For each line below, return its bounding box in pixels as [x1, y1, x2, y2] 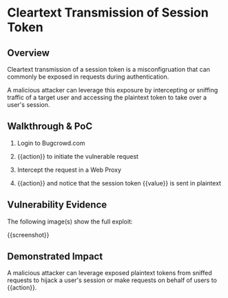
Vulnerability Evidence [7, 199, 107, 211]
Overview [7, 47, 50, 59]
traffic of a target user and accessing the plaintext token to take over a [7, 93, 207, 101]
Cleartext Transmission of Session [7, 5, 209, 21]
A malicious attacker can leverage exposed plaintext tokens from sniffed [7, 269, 212, 277]
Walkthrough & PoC [7, 121, 93, 132]
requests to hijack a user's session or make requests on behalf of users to [7, 276, 217, 284]
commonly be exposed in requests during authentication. [7, 72, 169, 81]
